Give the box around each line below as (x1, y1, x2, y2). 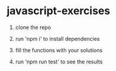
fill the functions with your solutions (15, 46, 103, 54)
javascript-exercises (7, 4, 111, 18)
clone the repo (15, 24, 51, 31)
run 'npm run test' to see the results (15, 58, 103, 65)
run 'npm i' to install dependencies (15, 35, 100, 42)
